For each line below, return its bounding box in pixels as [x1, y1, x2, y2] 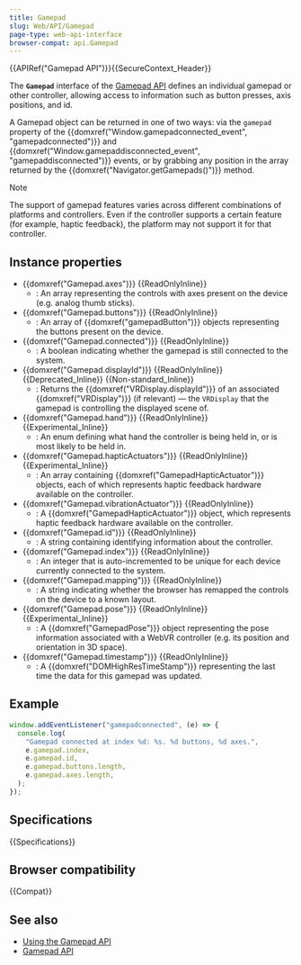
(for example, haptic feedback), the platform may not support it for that [9, 219, 272, 230]
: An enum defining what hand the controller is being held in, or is [35, 431, 278, 442]
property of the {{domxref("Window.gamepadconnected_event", [9, 127, 248, 138]
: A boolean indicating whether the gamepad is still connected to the [35, 346, 289, 356]
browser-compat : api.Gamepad [9, 38, 119, 48]
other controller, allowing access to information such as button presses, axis [9, 90, 292, 101]
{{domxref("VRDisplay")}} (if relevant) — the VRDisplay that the [35, 393, 270, 404]
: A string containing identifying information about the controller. [35, 537, 273, 547]
